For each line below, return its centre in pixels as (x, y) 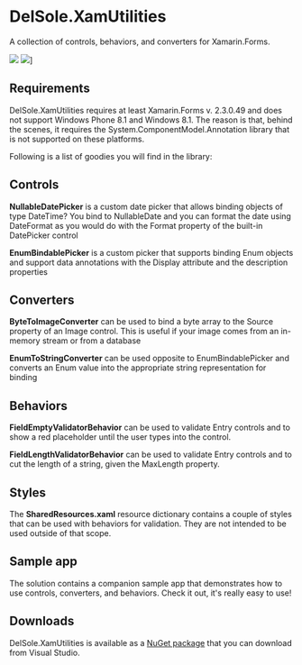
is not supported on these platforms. (77, 139)
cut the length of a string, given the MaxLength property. (115, 464)
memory (25, 341)
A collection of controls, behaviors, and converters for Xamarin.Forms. (140, 41)
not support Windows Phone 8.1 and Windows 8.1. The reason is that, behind (151, 120)
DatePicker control (44, 235)
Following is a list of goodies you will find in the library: (111, 156)
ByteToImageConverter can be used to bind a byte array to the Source (141, 322)
